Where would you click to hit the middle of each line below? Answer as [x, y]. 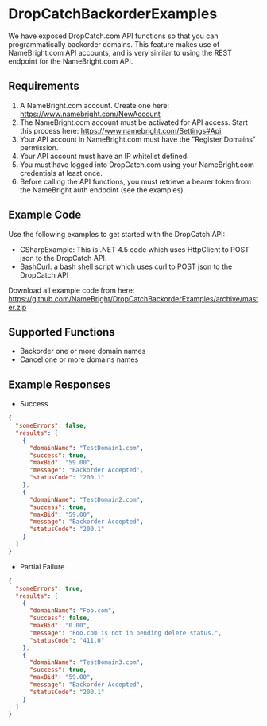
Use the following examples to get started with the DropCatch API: [117, 234]
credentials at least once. [61, 173]
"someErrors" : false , [51, 426]
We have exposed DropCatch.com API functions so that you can [113, 36]
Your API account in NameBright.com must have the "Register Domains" [138, 139]
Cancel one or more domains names [79, 359]
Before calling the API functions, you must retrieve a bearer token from [135, 181]
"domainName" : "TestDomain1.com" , [87, 448]
